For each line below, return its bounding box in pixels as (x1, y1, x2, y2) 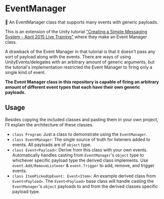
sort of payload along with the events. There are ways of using (5, 53, 131, 59)
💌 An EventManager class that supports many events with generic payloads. (5, 19, 159, 25)
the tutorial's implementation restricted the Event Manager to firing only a (5, 64, 153, 70)
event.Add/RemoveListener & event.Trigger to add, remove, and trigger (12, 162, 155, 168)
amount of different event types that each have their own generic (5, 84, 140, 90)
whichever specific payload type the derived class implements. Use (12, 157, 149, 163)
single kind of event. (5, 69, 46, 75)
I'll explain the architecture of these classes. (5, 122, 94, 127)
